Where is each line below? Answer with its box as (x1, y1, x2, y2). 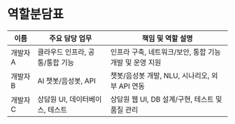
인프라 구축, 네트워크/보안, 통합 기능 (110, 47, 222, 57)
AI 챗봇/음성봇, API (37, 76, 97, 85)
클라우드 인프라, (37, 47, 87, 57)
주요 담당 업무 (48, 33, 92, 43)
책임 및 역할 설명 (141, 33, 193, 43)
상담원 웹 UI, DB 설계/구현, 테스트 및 (110, 94, 222, 104)
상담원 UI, (37, 94, 68, 104)
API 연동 (118, 81, 145, 91)
